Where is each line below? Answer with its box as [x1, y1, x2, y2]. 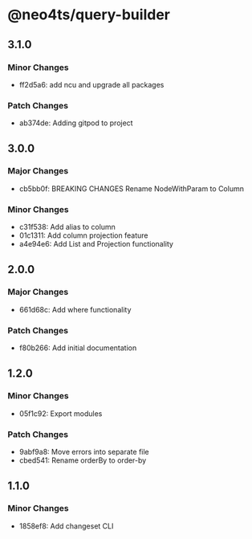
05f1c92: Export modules [18, 408, 103, 419]
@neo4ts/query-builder [7, 6, 170, 24]
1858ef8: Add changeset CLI [18, 521, 114, 531]
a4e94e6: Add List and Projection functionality [18, 239, 174, 249]
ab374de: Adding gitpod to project [18, 118, 133, 128]
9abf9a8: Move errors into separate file [18, 447, 149, 457]
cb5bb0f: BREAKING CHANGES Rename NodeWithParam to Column [18, 183, 244, 194]
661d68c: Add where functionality [18, 304, 132, 314]
